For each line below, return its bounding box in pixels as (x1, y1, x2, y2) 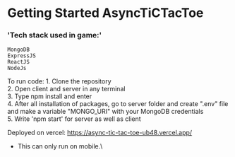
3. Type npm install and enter (7, 92, 92, 100)
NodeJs (7, 65, 27, 72)
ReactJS (7, 59, 30, 66)
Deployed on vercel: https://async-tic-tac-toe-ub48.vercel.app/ (7, 129, 193, 137)
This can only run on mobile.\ (17, 142, 103, 151)
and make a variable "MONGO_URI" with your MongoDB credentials (7, 107, 204, 116)
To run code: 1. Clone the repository (7, 77, 112, 86)
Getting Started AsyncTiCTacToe (7, 5, 204, 21)
